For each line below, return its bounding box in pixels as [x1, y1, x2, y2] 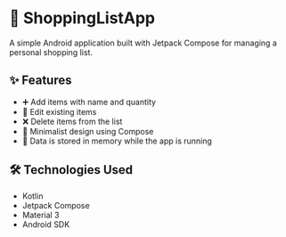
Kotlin [21, 191, 44, 201]
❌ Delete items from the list [21, 116, 123, 127]
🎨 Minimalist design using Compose [21, 126, 154, 136]
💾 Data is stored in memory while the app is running [21, 135, 212, 146]
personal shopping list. [9, 46, 94, 57]
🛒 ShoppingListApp [9, 8, 156, 29]
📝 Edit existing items [21, 106, 97, 117]
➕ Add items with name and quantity [21, 96, 157, 107]
